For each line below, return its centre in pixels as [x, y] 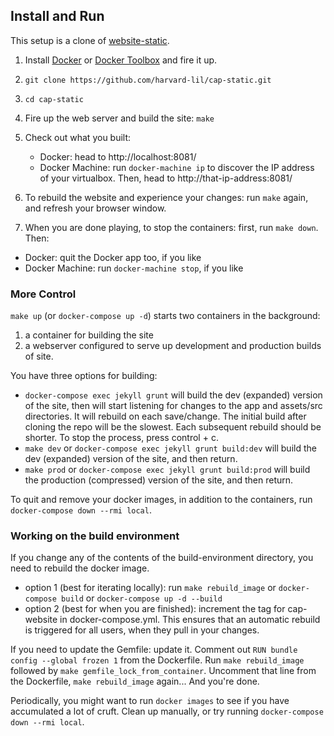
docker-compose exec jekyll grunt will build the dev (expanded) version [173, 395]
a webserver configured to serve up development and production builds [173, 346]
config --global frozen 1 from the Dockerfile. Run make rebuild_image [157, 660]
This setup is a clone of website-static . [90, 40]
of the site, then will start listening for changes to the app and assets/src [173, 406]
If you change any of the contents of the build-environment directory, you [162, 558]
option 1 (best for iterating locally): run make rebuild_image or [150, 588]
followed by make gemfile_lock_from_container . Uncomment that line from [163, 671]
